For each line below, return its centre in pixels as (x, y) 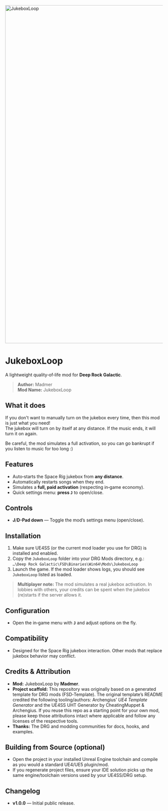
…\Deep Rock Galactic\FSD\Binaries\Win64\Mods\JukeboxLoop (75, 565)
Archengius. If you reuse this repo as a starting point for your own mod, (86, 710)
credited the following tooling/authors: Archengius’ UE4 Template (80, 700)
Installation (23, 536)
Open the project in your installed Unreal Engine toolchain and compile (85, 759)
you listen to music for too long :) (39, 448)
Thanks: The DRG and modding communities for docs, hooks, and (81, 726)
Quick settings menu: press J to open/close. (58, 492)
